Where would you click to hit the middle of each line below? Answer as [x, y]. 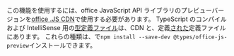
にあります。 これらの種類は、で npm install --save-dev [89, 36]
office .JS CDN [53, 19]
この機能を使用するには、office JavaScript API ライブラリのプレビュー [110, 10]
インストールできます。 [63, 45]
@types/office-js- [200, 37]
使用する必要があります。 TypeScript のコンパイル [153, 19]
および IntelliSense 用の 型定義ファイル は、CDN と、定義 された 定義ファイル [116, 28]
